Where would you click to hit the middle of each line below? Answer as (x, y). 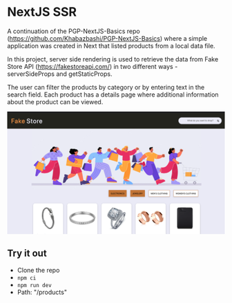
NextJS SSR (42, 12)
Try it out (27, 254)
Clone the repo (38, 270)
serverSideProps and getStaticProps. (60, 74)
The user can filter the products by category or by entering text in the (106, 87)
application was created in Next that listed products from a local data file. (111, 46)
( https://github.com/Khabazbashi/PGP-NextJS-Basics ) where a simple (107, 38)
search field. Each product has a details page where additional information (113, 95)
